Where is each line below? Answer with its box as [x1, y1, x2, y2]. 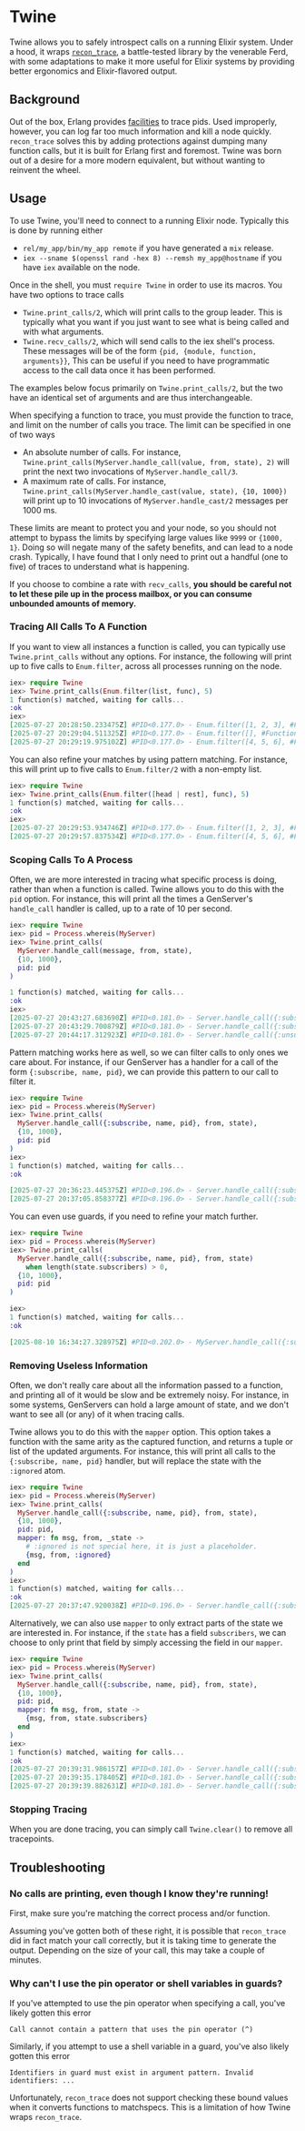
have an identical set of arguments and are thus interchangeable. [9, 391, 252, 402]
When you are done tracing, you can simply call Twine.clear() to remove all [9, 1823, 293, 1835]
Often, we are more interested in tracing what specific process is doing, [9, 874, 277, 885]
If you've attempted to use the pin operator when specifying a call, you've [9, 1998, 286, 2009]
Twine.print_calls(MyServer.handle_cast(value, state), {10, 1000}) [22, 487, 288, 496]
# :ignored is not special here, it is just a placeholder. [25, 1542, 258, 1551]
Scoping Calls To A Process [9, 853, 133, 866]
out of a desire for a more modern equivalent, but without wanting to [9, 155, 266, 166]
